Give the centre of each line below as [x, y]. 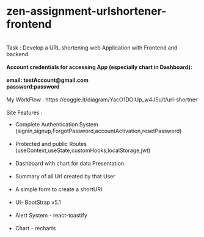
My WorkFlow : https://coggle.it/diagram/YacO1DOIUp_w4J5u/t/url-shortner [102, 100]
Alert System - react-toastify [51, 215]
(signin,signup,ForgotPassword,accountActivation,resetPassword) [98, 131]
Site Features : [24, 112]
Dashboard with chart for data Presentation [70, 163]
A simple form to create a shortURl [59, 189]
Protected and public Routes [51, 144]
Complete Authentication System [57, 124]
